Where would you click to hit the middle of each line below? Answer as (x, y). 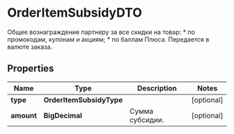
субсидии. (147, 119)
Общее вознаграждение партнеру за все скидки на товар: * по (101, 32)
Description (157, 88)
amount (24, 115)
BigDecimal (63, 115)
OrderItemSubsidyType (83, 100)
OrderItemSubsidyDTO (75, 13)
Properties (31, 68)
